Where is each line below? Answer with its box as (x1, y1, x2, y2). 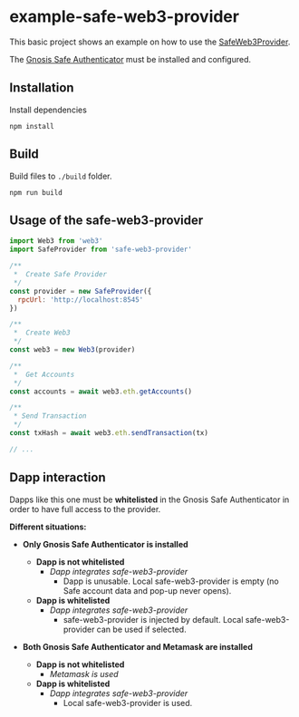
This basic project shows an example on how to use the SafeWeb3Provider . (9, 36, 291, 47)
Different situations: (9, 521, 87, 532)
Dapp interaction (9, 470, 106, 486)
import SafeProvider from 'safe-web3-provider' (9, 245, 193, 255)
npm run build (9, 188, 63, 197)
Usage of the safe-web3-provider (9, 212, 204, 228)
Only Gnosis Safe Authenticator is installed (22, 538, 188, 549)
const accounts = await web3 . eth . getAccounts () (9, 387, 193, 396)
